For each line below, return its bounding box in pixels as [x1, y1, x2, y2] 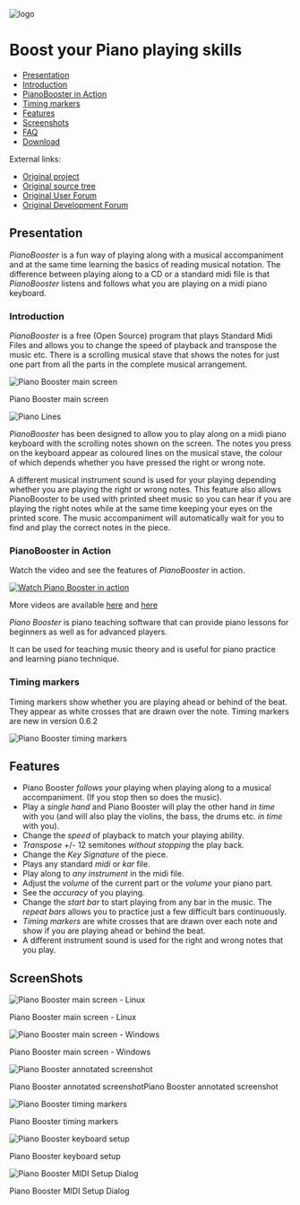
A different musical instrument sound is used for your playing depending [9, 475, 277, 485]
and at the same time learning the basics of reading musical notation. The [9, 258, 281, 269]
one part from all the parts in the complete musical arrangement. [9, 359, 248, 370]
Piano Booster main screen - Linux [9, 1012, 137, 1023]
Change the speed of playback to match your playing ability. [21, 830, 244, 841]
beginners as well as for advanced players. [9, 626, 168, 637]
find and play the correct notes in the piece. [9, 522, 171, 533]
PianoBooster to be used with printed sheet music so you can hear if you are [9, 493, 292, 504]
